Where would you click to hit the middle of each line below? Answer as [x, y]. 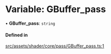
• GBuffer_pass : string [30, 23]
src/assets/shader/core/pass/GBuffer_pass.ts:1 [55, 46]
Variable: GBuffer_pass [56, 9]
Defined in [17, 35]
